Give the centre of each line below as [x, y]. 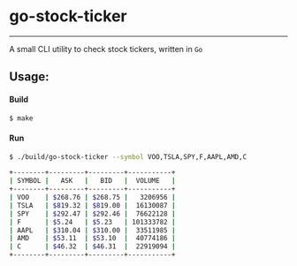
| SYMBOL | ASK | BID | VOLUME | [92, 181]
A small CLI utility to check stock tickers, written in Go [106, 49]
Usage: [30, 77]
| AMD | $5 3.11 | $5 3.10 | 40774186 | [92, 239]
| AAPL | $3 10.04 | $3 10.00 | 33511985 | [92, 230]
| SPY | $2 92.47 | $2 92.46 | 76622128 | [92, 214]
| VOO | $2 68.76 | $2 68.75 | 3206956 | [92, 198]
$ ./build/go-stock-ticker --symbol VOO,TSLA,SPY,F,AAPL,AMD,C [128, 156]
